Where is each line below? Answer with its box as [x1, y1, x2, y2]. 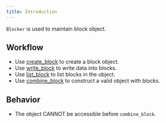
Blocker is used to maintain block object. [6, 25, 106, 32]
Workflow [6, 42, 44, 53]
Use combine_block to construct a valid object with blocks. [14, 77, 160, 84]
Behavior [6, 94, 41, 104]
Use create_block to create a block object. [14, 58, 119, 66]
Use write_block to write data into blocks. [14, 64, 117, 72]
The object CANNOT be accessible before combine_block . [14, 110, 156, 118]
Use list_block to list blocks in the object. [14, 71, 115, 78]
